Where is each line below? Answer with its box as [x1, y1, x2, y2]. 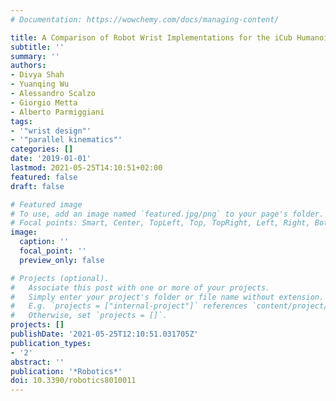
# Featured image [10, 199, 83, 210]
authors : [10, 61, 47, 71]
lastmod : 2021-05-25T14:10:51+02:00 [10, 163, 163, 173]
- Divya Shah [10, 70, 65, 80]
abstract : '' [10, 357, 65, 367]
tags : [10, 116, 33, 126]
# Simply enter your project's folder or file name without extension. [10, 292, 325, 302]
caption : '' [19, 237, 70, 247]
